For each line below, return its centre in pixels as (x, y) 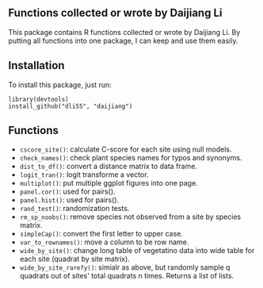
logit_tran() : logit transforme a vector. (84, 175)
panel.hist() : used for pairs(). (69, 200)
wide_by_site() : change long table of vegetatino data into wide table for (137, 251)
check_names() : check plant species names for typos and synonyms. (131, 158)
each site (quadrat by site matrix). (75, 259)
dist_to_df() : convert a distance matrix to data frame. (109, 167)
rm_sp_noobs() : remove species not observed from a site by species (130, 217)
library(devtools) (38, 99)
